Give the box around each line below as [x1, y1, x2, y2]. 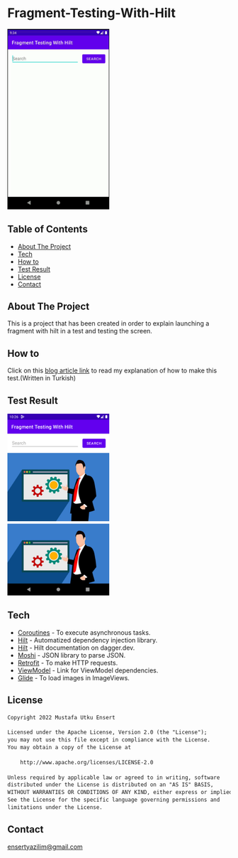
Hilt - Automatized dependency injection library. [17, 636, 158, 644]
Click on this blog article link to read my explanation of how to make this [7, 366, 217, 375]
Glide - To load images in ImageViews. [17, 673, 130, 682]
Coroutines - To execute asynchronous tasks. [17, 628, 151, 637]
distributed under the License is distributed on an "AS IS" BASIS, [7, 781, 214, 788]
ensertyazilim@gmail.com [7, 842, 83, 851]
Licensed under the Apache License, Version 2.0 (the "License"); [7, 729, 208, 736]
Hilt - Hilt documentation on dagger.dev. [17, 643, 135, 652]
